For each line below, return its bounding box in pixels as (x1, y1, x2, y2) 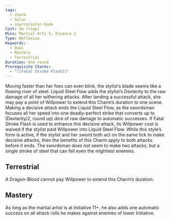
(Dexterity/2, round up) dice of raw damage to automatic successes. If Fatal (5, 116, 164, 121)
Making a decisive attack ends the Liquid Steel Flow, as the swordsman (5, 105, 155, 110)
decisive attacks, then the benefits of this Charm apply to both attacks (5, 137, 153, 143)
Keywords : (5, 41, 26, 46)
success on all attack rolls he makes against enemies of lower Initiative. (5, 210, 155, 216)
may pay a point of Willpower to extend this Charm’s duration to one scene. (5, 99, 163, 105)
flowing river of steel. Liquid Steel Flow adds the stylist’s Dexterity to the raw (5, 89, 166, 94)
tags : (5, 7, 17, 13)
